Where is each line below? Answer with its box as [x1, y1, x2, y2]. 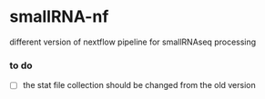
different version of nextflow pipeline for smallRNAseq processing [9, 36, 257, 47]
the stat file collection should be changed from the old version [22, 80, 257, 91]
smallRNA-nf [9, 6, 109, 27]
